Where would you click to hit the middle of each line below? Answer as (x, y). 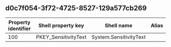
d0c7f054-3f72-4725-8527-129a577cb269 (76, 8)
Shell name (119, 25)
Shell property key (61, 25)
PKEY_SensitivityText (61, 37)
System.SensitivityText (119, 37)
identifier (19, 28)
